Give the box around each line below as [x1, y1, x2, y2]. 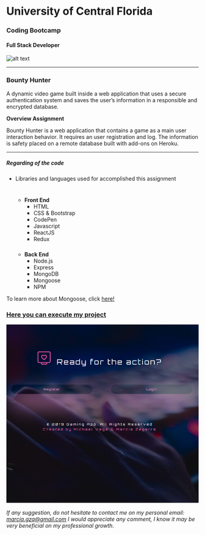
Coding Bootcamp [6, 26, 61, 35]
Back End [24, 250, 49, 258]
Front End [24, 196, 50, 203]
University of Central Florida [6, 4, 153, 18]
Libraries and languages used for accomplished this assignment [15, 174, 176, 182]
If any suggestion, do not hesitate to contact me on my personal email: [6, 509, 185, 516]
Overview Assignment [6, 114, 65, 122]
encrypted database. [6, 103, 59, 110]
